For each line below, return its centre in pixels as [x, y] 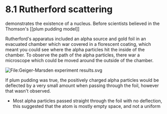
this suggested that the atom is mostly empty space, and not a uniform [87, 106]
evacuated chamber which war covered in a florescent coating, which [78, 44]
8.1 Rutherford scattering [59, 9]
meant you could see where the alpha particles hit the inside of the [75, 49]
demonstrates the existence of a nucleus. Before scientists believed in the [82, 23]
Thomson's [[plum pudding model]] [42, 28]
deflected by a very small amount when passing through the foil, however [82, 85]
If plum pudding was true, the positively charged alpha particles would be [82, 80]
